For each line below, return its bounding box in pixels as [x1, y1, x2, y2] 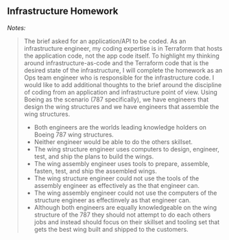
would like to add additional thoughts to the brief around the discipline [23, 80, 222, 88]
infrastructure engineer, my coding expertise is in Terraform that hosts [23, 44, 223, 52]
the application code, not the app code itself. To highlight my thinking [23, 51, 219, 60]
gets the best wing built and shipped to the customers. [34, 225, 189, 233]
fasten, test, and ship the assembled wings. [34, 167, 158, 175]
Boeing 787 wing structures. [34, 130, 114, 139]
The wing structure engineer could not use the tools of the [34, 174, 200, 182]
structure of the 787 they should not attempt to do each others [34, 211, 211, 219]
